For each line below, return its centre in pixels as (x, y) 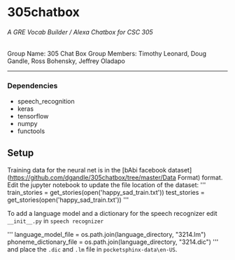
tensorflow (33, 116)
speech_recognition (46, 101)
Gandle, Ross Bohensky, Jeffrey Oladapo (66, 61)
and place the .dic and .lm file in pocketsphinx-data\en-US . (92, 249)
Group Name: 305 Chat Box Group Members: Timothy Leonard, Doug (107, 54)
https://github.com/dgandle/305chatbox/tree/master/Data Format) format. (116, 177)
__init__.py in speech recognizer (55, 221)
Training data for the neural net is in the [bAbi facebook (87, 170)
